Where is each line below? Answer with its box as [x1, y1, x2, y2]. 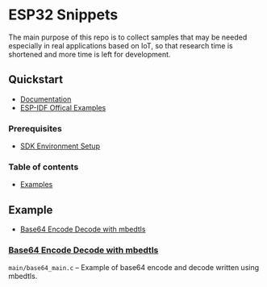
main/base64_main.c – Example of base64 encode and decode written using [8, 263, 260, 272]
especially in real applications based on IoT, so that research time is [8, 40, 233, 50]
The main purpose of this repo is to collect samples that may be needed [8, 32, 248, 42]
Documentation [19, 94, 72, 104]
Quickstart [8, 73, 64, 86]
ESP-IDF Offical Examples [19, 102, 106, 112]
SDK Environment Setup [19, 141, 101, 151]
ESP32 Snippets [8, 6, 119, 24]
